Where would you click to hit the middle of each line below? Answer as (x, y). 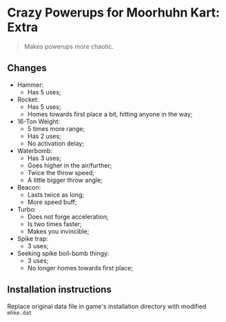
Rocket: (28, 99)
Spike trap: (32, 239)
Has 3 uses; (44, 158)
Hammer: (30, 85)
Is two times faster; (55, 224)
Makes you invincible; (58, 231)
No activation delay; (56, 143)
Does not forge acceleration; (68, 217)
